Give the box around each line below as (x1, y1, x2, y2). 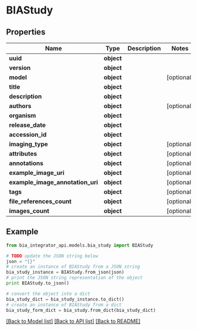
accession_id (9, 130, 47, 139)
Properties (6, 27, 46, 37)
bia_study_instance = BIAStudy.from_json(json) (6, 270, 125, 275)
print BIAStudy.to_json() (6, 280, 69, 287)
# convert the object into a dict (6, 291, 91, 297)
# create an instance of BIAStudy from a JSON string (6, 264, 141, 270)
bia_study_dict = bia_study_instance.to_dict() (6, 296, 125, 302)
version (9, 64, 31, 72)
